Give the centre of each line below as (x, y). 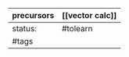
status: (25, 28)
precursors (33, 15)
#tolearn (77, 28)
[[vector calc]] (89, 15)
